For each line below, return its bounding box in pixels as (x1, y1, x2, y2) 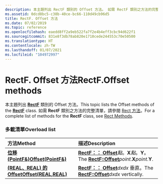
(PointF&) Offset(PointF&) (7, 155, 67, 162)
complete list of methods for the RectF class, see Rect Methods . (5, 113, 133, 119)
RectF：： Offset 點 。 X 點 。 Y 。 (78, 149, 149, 156)
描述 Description (78, 140, 115, 147)
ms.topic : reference (5, 25, 47, 30)
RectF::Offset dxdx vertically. (78, 170, 144, 177)
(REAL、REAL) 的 (7, 164, 48, 171)
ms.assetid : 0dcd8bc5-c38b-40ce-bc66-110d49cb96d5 (5, 12, 110, 16)
